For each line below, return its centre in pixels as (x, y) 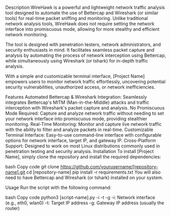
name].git (15, 172)
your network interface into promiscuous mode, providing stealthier (76, 119)
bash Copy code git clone (32, 167)
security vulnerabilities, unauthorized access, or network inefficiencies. (80, 87)
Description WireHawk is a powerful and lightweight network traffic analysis (85, 7)
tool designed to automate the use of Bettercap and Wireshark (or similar (82, 13)
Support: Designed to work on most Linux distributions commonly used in (82, 146)
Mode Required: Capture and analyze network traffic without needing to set (85, 113)
